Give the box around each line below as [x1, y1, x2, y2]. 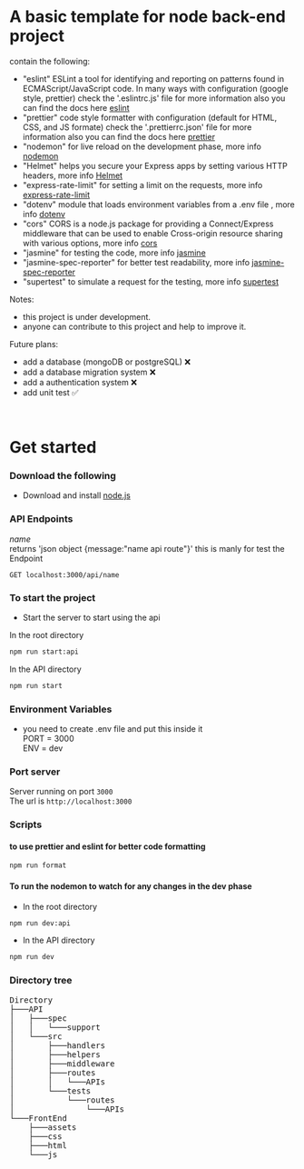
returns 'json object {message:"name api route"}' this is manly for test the [9, 543, 285, 554]
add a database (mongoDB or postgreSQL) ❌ [22, 356, 191, 367]
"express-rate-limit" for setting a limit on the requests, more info [22, 179, 263, 190]
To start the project [9, 591, 96, 604]
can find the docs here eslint [22, 102, 130, 113]
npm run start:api [9, 647, 79, 656]
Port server [9, 765, 61, 778]
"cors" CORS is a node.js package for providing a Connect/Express [22, 218, 274, 229]
